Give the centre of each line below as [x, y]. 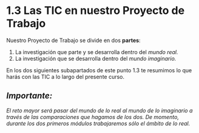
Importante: [29, 96]
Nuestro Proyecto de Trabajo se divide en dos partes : [73, 40]
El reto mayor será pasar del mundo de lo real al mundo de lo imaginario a [99, 111]
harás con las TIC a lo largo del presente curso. [66, 77]
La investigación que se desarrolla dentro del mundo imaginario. [96, 58]
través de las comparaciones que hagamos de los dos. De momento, [93, 117]
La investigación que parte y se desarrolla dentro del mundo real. [96, 52]
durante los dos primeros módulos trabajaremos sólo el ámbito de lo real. [98, 123]
